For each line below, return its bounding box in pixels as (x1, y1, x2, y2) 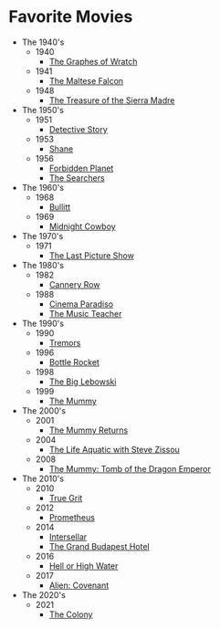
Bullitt (48, 201, 71, 212)
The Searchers (48, 172, 106, 183)
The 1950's (21, 104, 65, 115)
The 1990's (21, 318, 65, 329)
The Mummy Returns (48, 425, 129, 435)
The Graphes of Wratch (48, 56, 138, 67)
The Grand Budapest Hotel (48, 540, 150, 551)
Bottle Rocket (48, 356, 100, 367)
